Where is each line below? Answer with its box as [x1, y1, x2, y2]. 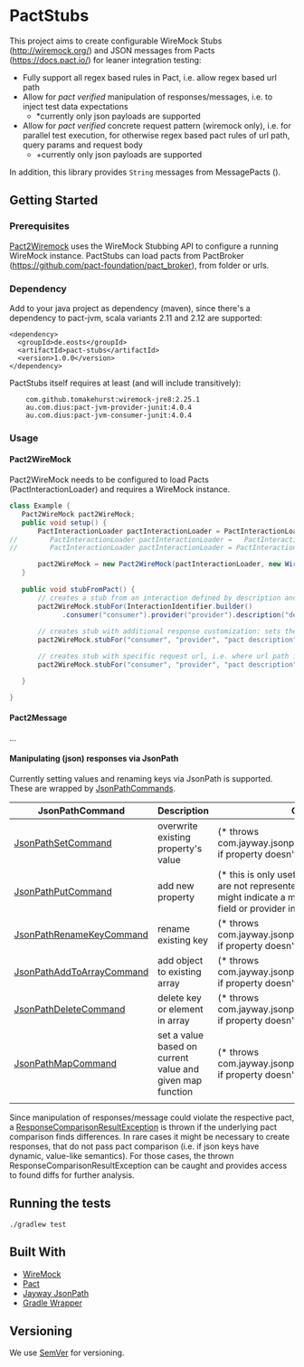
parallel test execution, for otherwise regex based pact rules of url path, [22, 129, 290, 140]
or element [157, 1002, 204, 1015]
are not [217, 879, 249, 892]
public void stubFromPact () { [21, 584, 136, 593]
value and [157, 1062, 200, 1075]
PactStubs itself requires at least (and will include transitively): [9, 377, 242, 388]
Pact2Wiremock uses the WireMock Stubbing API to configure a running [9, 241, 279, 252]
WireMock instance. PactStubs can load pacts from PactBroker [9, 250, 244, 261]
